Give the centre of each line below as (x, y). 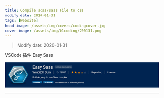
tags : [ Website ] (21, 20)
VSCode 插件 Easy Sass (29, 55)
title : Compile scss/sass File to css (44, 10)
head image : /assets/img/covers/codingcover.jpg (55, 26)
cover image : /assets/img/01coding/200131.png (53, 31)
